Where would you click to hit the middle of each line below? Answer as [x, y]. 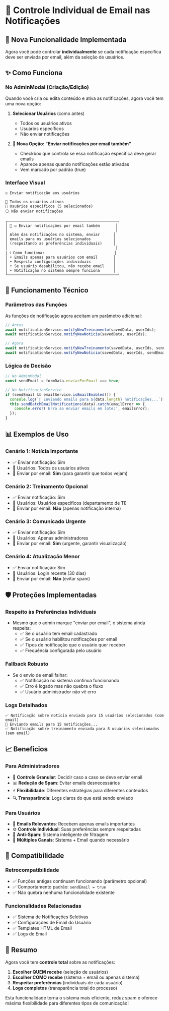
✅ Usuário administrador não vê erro [58, 692]
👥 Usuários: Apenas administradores [50, 538]
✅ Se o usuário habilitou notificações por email [68, 639]
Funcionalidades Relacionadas [43, 906]
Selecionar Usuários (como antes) [48, 113]
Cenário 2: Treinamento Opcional [47, 486]
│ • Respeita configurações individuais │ [60, 262]
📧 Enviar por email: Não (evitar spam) [51, 578]
